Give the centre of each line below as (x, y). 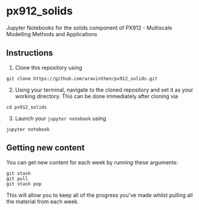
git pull (17, 179)
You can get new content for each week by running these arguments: (92, 162)
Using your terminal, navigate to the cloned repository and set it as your (104, 90)
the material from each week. (43, 201)
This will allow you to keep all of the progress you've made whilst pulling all (99, 195)
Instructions (30, 53)
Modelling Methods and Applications (52, 34)
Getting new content (46, 148)
